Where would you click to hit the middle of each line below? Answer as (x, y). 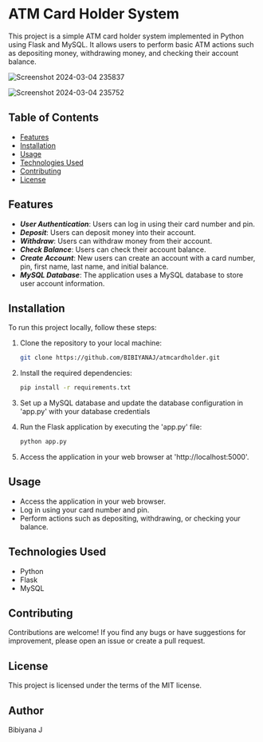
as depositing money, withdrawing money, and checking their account (124, 53)
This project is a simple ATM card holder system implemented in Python (126, 36)
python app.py (43, 442)
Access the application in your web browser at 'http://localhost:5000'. (134, 457)
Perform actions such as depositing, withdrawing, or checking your (130, 518)
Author (26, 710)
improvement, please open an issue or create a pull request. (107, 641)
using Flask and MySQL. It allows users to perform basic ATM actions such (131, 44)
